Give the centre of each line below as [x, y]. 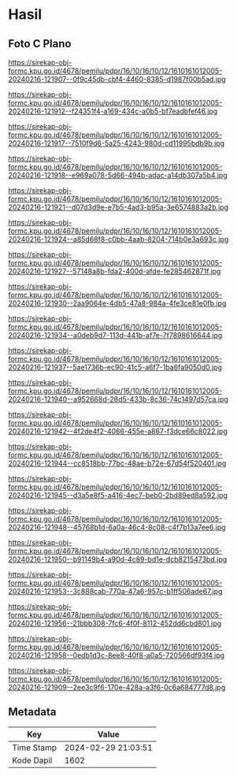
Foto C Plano [40, 44]
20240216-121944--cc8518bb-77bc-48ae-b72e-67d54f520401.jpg [117, 463]
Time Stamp [35, 748]
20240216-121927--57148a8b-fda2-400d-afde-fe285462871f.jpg [115, 271]
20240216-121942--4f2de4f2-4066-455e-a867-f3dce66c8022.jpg [118, 431]
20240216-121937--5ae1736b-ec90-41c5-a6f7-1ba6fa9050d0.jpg [115, 367]
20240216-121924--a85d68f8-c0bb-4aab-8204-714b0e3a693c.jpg [119, 239]
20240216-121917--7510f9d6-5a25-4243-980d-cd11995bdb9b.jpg [117, 143]
